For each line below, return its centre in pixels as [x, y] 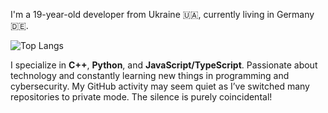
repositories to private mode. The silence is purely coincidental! [141, 97]
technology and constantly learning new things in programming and [150, 75]
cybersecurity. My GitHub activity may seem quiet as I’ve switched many [160, 86]
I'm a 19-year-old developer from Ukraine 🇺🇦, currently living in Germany [162, 14]
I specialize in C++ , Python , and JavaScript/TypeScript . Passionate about [164, 65]
